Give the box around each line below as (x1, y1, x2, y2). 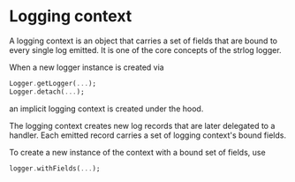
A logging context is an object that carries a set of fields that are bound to (9, 35, 278, 46)
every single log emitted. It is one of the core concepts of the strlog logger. (9, 44, 282, 55)
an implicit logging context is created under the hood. (9, 103, 204, 114)
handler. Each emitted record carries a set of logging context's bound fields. (9, 130, 287, 140)
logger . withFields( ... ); (9, 163, 101, 173)
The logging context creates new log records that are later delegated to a (9, 120, 276, 131)
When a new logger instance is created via (9, 62, 165, 72)
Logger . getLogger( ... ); (9, 79, 97, 87)
